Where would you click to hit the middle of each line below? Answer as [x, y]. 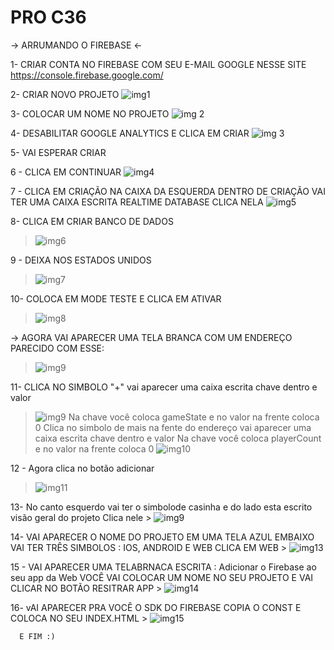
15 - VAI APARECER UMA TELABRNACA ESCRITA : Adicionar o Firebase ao [163, 567]
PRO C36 [48, 17]
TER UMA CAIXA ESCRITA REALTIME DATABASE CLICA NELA [137, 202]
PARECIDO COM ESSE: [57, 348]
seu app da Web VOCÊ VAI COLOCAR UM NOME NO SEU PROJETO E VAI [162, 577]
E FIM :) [37, 636]
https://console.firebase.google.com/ [87, 75]
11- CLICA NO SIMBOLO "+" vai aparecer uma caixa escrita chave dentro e [164, 387]
